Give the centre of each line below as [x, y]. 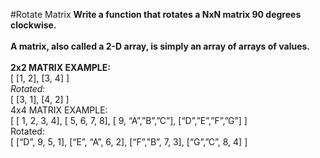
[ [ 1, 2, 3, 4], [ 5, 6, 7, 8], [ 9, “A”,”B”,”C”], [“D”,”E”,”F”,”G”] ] [129, 120]
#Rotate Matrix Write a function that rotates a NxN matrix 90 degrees [156, 14]
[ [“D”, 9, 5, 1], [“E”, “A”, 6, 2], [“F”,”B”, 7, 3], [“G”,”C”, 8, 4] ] [129, 142]
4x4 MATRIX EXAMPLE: [59, 110]
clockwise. [33, 25]
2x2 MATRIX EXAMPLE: [60, 67]
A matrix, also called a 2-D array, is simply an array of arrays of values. [160, 46]
